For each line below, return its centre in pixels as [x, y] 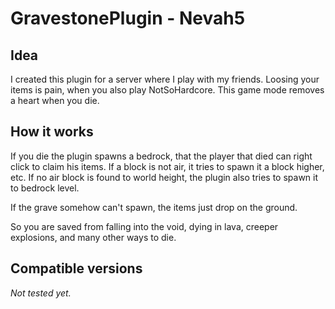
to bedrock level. [45, 188]
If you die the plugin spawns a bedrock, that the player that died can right [161, 156]
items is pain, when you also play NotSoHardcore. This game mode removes [167, 90]
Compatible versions [76, 268]
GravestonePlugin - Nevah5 [128, 18]
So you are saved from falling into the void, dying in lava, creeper [144, 226]
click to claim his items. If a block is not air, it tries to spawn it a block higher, [167, 166]
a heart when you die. [55, 100]
